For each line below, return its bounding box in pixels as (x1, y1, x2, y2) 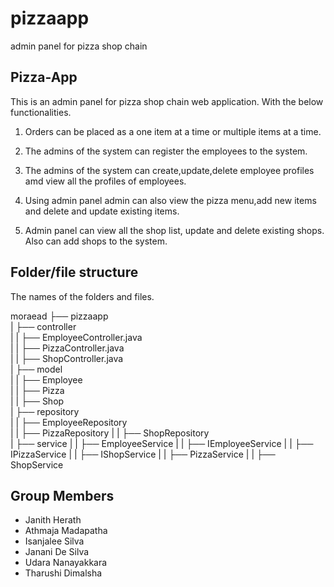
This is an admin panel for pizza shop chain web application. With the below (10, 95, 324, 107)
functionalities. (10, 106, 72, 118)
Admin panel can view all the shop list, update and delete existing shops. (24, 224, 325, 236)
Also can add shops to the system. (24, 235, 168, 247)
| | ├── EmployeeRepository (10, 416, 128, 428)
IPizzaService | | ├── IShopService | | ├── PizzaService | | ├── (10, 448, 276, 460)
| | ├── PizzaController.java (10, 342, 125, 354)
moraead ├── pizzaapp (10, 310, 109, 322)
